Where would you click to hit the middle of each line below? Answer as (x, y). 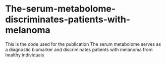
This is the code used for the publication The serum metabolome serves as (83, 44)
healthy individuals (25, 55)
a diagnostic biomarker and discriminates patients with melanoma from (79, 49)
